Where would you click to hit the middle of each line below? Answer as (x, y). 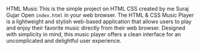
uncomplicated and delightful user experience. (64, 41)
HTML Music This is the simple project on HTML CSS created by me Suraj (98, 9)
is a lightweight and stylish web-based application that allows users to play (99, 21)
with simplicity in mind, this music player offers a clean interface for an (94, 34)
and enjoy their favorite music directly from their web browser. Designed (96, 28)
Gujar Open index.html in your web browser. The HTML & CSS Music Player (100, 15)
